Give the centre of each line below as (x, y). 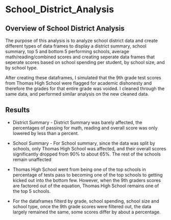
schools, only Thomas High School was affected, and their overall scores (89, 148)
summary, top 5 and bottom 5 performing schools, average (67, 51)
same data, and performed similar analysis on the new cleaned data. (77, 94)
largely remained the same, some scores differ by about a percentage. (87, 212)
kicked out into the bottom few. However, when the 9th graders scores (87, 180)
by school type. (22, 68)
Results (18, 110)
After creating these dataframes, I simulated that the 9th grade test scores (83, 78)
